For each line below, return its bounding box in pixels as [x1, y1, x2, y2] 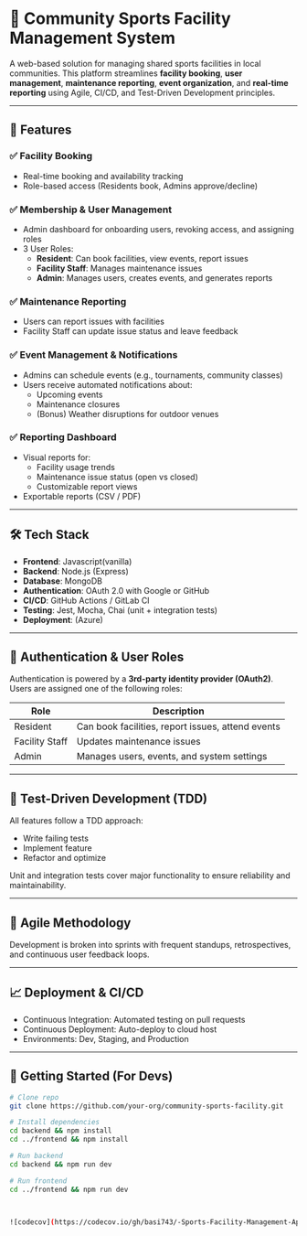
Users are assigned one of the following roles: [9, 683, 183, 694]
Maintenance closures [36, 398, 121, 410]
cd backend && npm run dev [9, 1159, 112, 1169]
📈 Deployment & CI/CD [9, 985, 144, 1001]
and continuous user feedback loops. [9, 949, 150, 960]
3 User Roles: [22, 242, 74, 254]
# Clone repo [9, 1092, 59, 1102]
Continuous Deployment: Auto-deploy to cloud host [22, 1024, 217, 1035]
